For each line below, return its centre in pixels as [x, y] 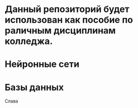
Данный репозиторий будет [67, 9]
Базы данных [34, 87]
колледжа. [29, 41]
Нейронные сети [42, 64]
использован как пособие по [69, 20]
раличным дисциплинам [60, 31]
